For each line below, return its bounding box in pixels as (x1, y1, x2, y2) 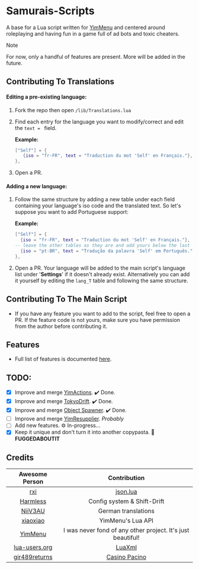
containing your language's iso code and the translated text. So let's (14, 202, 181, 209)
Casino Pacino (106, 553, 147, 561)
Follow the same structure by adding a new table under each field (14, 196, 175, 203)
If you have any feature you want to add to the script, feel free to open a (14, 310, 191, 317)
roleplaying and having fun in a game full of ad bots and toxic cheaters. (6, 30, 179, 37)
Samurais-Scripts (6, 4, 95, 18)
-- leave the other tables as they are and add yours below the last (14, 242, 191, 249)
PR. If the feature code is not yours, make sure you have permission (14, 316, 181, 323)
